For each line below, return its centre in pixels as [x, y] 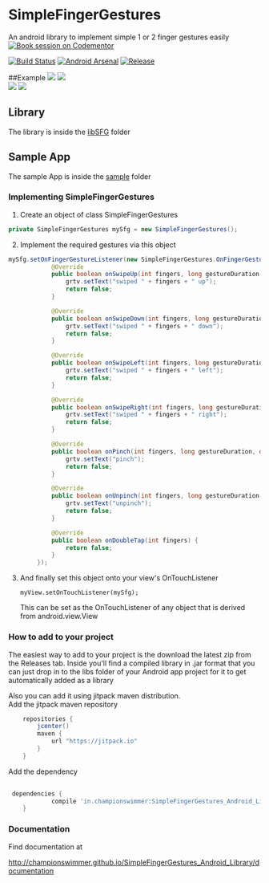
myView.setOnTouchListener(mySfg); [79, 593]
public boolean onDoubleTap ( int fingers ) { [124, 540]
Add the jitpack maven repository [63, 704]
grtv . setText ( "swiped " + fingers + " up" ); [141, 282]
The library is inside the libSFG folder [69, 132]
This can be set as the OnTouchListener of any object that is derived [132, 608]
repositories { [48, 719]
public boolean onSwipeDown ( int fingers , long [130, 319]
